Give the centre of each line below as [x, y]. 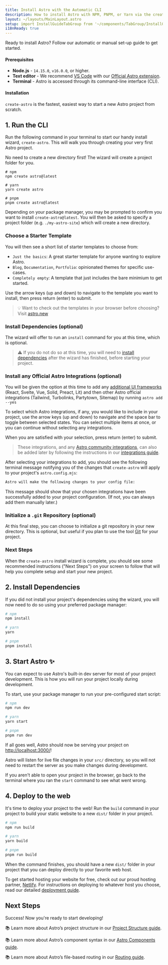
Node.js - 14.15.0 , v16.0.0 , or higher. [51, 71]
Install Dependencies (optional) [44, 327]
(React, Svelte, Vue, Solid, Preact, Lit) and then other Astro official [73, 392]
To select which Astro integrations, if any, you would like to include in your [82, 412]
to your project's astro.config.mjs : [41, 473]
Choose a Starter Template [38, 236]
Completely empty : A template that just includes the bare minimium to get [87, 278]
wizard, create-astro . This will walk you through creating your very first [79, 142]
